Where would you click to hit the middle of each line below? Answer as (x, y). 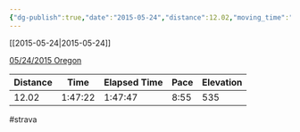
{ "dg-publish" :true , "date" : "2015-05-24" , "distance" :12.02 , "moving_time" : (150, 17)
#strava (23, 119)
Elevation (222, 82)
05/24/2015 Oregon (46, 60)
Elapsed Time (133, 82)
